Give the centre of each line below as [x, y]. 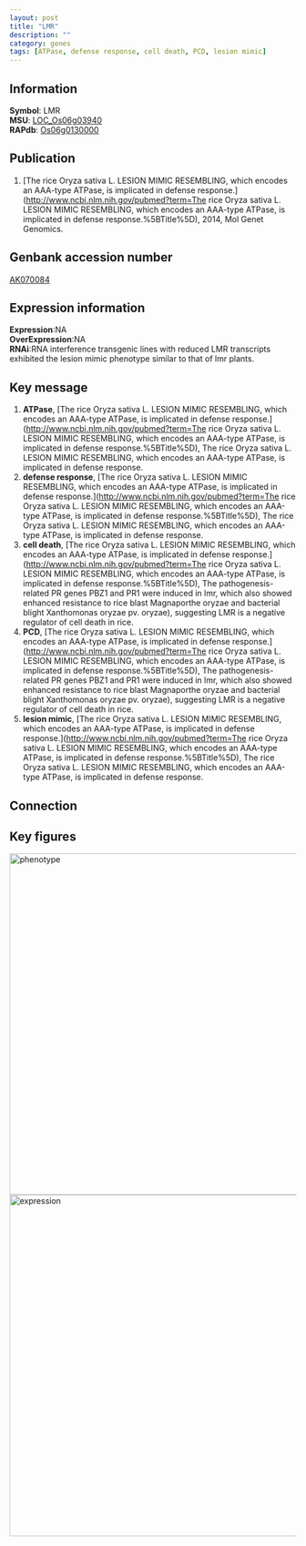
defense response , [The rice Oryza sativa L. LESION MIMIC [135, 477]
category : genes [40, 43]
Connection [43, 805]
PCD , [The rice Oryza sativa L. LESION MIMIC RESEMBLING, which [148, 632]
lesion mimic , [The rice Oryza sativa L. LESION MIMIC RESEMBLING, [152, 719]
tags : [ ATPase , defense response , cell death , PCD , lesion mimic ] [138, 52]
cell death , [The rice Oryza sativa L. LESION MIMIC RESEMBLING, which [159, 545]
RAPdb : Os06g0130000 [54, 129]
